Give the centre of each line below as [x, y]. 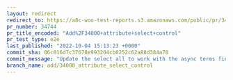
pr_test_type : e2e [33, 40]
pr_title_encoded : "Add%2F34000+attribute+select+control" [94, 33]
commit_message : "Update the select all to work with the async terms [111, 59]
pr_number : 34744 [32, 26]
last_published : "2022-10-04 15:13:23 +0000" [73, 46]
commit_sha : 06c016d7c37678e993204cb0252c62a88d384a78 [88, 53]
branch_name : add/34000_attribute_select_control [80, 65]
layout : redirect [32, 14]
